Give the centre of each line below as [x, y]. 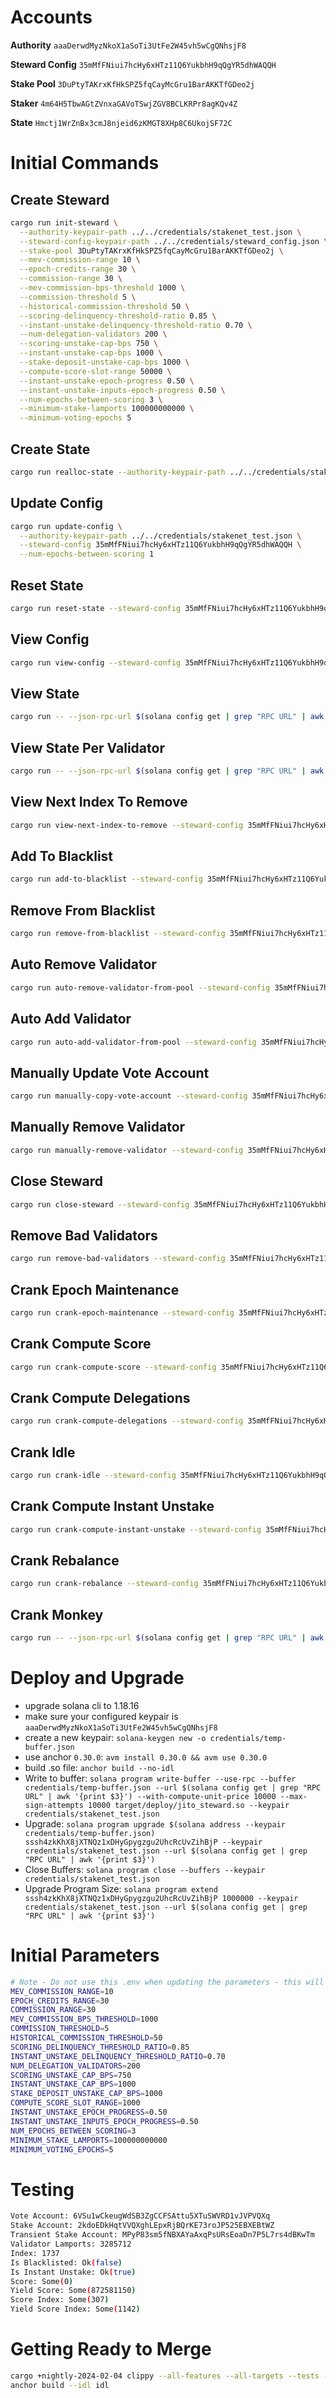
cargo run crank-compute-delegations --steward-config [127, 1421]
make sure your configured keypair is [101, 1716]
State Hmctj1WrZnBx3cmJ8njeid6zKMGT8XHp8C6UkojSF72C [121, 122]
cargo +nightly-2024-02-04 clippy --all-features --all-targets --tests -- [171, 2376]
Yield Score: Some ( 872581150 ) [73, 2291]
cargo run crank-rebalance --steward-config [104, 1584]
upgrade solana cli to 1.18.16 [82, 1705]
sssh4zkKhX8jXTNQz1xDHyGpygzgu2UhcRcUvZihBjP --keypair [143, 1842]
